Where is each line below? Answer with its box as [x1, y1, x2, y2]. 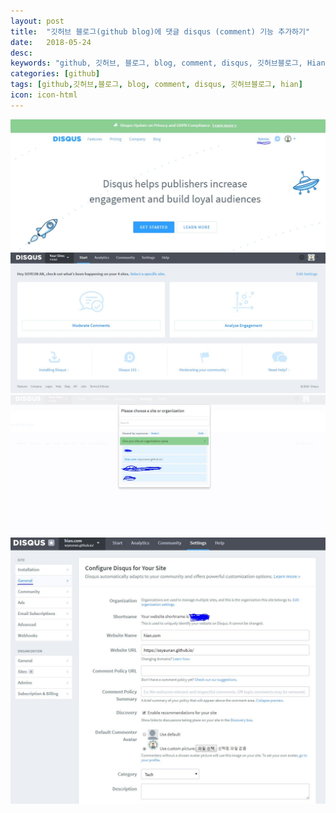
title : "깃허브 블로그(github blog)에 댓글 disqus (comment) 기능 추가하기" [10, 26, 311, 37]
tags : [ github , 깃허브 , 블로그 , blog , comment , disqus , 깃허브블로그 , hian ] [10, 80, 303, 90]
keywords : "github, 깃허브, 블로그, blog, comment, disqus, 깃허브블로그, [10, 58, 303, 69]
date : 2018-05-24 [10, 37, 92, 47]
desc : [10, 48, 33, 58]
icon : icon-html [10, 90, 78, 100]
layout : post [10, 16, 65, 26]
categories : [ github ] [10, 69, 101, 79]
